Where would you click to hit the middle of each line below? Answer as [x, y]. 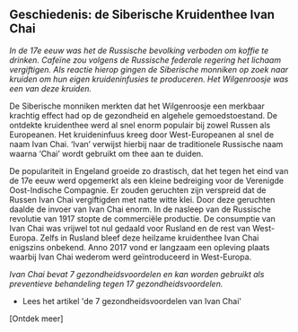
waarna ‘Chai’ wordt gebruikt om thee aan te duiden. [106, 153]
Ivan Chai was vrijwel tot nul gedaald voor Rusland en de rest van [130, 228]
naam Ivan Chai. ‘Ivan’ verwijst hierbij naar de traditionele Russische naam [146, 144]
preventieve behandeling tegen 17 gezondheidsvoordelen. [116, 284]
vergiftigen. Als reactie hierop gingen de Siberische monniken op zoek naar [149, 69]
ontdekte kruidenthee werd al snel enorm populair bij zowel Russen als [140, 125]
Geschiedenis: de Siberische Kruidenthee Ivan [142, 15]
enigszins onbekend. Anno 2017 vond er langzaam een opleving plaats [140, 247]
